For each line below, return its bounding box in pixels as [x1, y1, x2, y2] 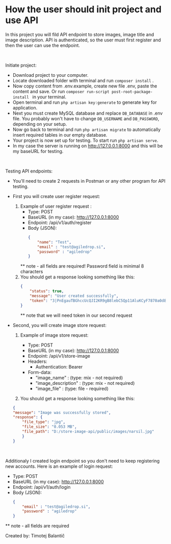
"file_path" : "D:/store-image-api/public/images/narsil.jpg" [22, 429, 154, 434]
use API [5, 14, 39, 26]
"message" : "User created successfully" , [30, 293, 119, 299]
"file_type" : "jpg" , [22, 420, 66, 425]
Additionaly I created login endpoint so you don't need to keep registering [5, 458, 160, 464]
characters [20, 269, 43, 275]
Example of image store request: [20, 332, 89, 338]
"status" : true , [30, 289, 64, 294]
